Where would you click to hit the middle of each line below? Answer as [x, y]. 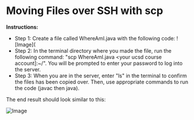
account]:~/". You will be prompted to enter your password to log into [98, 63]
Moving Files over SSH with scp [85, 11]
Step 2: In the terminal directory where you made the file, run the [93, 50]
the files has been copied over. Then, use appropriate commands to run [101, 82]
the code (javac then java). [47, 88]
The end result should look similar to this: [56, 99]
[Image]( [25, 44]
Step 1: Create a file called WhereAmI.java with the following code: [95, 38]
